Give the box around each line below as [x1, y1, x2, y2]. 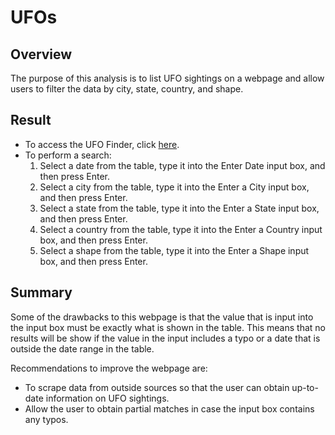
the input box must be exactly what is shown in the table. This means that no [10, 321, 326, 333]
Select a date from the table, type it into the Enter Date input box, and [39, 159, 326, 171]
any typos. [24, 413, 69, 425]
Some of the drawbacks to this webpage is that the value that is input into [10, 311, 314, 323]
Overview [10, 46, 73, 63]
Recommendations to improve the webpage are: [10, 362, 208, 374]
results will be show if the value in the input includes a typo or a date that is [10, 332, 321, 344]
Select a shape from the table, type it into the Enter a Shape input [39, 244, 310, 256]
